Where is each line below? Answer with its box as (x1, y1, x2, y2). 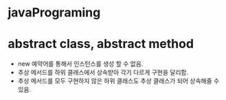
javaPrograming (8, 5, 101, 21)
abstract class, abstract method (8, 36, 194, 52)
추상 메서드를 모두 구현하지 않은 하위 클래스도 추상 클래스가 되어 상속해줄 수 (17, 77, 220, 85)
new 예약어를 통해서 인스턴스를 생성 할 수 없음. (17, 60, 144, 68)
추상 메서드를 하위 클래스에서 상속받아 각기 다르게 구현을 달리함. (17, 68, 188, 77)
